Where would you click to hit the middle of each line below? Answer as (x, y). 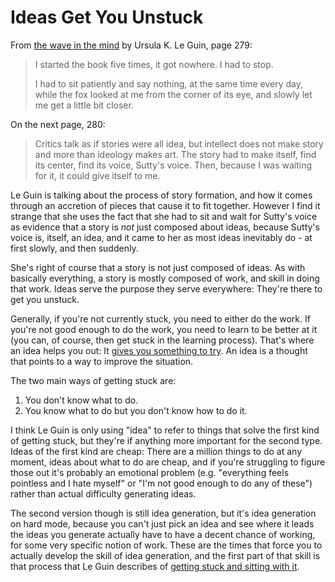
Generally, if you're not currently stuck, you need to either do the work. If (160, 318)
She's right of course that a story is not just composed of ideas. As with (158, 267)
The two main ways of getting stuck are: (93, 380)
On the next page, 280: (58, 124)
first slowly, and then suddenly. (74, 248)
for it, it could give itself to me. (97, 175)
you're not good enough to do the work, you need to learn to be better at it (164, 329)
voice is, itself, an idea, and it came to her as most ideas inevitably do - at (161, 237)
